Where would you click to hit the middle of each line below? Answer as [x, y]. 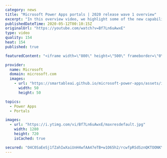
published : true [22, 47]
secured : [14, 148]
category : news [21, 10]
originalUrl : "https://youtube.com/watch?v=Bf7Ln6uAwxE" [65, 28]
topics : [13, 102]
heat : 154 [15, 42]
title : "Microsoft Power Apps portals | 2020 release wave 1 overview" [81, 14]
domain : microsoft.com [33, 74]
